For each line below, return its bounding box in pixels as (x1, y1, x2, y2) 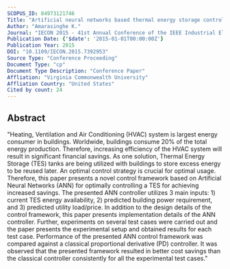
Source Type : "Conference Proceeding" (7, 55, 118, 62)
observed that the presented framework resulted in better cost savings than (7, 246, 221, 255)
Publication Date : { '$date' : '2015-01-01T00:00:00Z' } (7, 36, 164, 43)
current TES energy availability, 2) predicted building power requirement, (7, 196, 212, 204)
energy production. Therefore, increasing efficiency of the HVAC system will (7, 145, 222, 153)
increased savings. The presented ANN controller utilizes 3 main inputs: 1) (7, 188, 216, 196)
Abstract (7, 112, 46, 124)
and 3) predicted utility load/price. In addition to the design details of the (7, 203, 212, 211)
